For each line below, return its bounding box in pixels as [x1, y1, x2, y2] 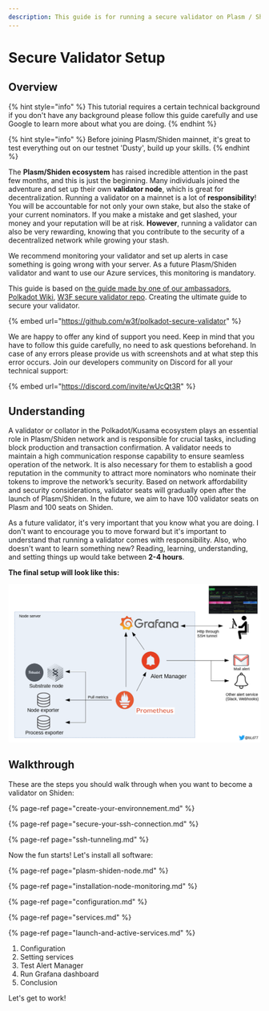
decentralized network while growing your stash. [8, 235, 170, 245]
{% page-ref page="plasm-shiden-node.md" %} [8, 866, 169, 875]
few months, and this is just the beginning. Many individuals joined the [8, 175, 240, 185]
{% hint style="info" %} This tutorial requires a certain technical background [8, 101, 260, 112]
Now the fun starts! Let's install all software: [8, 850, 154, 859]
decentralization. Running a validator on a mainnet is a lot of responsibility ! [8, 193, 257, 202]
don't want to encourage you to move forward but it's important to [8, 527, 227, 536]
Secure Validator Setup [8, 48, 166, 67]
